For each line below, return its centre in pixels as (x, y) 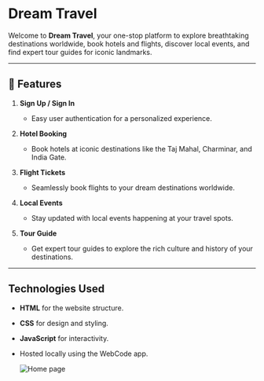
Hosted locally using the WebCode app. (84, 354)
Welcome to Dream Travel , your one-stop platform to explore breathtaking (128, 35)
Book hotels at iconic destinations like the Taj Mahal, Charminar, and (142, 148)
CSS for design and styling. (64, 323)
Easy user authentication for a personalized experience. (121, 118)
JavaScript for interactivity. (64, 338)
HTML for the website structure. (71, 308)
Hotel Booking (43, 134)
